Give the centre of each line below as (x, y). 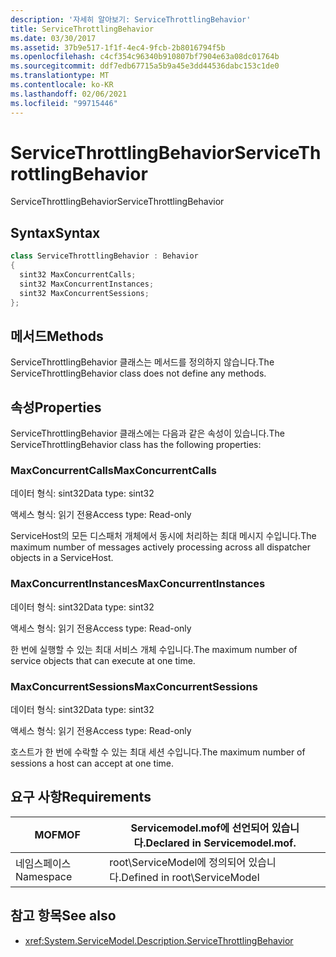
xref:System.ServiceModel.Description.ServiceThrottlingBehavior (159, 940)
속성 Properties (56, 407)
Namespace (44, 876)
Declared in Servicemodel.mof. (221, 843)
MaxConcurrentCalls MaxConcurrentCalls (113, 471)
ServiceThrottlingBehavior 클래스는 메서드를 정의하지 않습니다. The (142, 362)
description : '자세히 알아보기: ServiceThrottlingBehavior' (131, 19)
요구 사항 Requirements (81, 797)
